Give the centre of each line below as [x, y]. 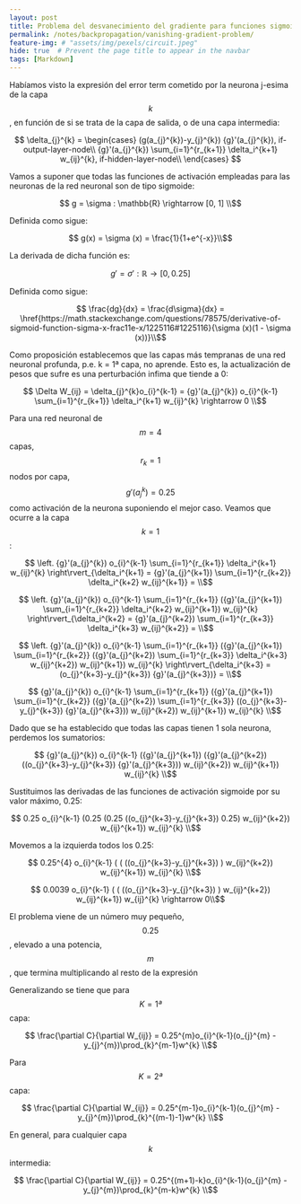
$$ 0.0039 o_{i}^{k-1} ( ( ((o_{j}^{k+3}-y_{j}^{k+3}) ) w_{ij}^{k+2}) [150, 890]
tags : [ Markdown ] [42, 59]
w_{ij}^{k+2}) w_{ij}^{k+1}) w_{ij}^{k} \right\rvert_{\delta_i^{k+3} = [150, 664]
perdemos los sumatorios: [57, 738]
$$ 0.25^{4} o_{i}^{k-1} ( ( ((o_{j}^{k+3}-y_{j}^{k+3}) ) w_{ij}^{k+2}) [150, 863]
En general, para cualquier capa [68, 1135]
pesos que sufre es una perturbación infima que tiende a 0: [119, 374]
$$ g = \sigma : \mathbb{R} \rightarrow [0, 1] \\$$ [150, 203]
